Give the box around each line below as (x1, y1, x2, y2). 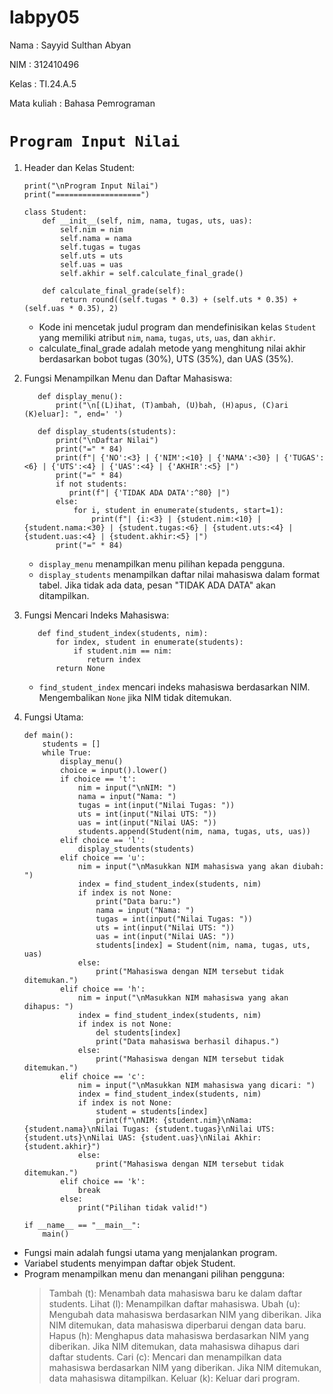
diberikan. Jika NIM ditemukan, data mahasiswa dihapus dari (48, 1340, 300, 1352)
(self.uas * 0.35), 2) (23, 303, 119, 313)
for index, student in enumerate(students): (55, 637, 244, 647)
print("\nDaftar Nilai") (55, 435, 159, 445)
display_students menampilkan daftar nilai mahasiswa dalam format (38, 568, 321, 580)
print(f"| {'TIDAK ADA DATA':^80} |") (68, 487, 231, 498)
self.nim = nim (60, 224, 124, 235)
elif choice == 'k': (60, 1176, 146, 1186)
